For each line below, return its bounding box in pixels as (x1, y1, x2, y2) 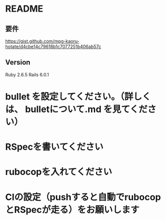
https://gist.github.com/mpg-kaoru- (5, 38, 80, 44)
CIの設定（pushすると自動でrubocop (5, 191, 161, 203)
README (5, 3, 44, 15)
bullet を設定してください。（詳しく (5, 91, 151, 102)
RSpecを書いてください (5, 141, 104, 153)
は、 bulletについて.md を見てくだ (5, 104, 148, 115)
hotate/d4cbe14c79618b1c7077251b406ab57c (5, 43, 101, 50)
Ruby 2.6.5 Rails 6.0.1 (5, 71, 49, 77)
